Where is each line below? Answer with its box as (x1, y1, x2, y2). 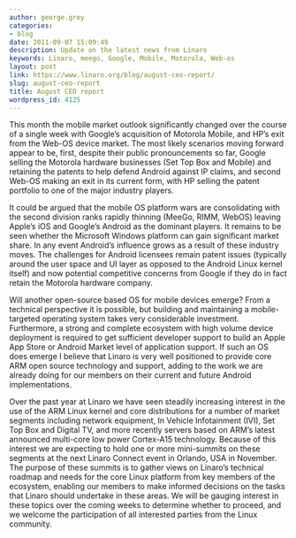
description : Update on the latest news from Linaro (9, 46, 208, 55)
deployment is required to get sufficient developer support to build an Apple (9, 333, 285, 343)
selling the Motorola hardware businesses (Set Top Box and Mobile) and (9, 157, 271, 168)
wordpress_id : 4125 (9, 95, 81, 104)
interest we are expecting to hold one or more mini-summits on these (9, 443, 261, 454)
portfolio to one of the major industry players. (9, 185, 174, 196)
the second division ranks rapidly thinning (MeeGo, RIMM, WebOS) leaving (9, 211, 281, 222)
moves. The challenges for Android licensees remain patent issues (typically (9, 250, 287, 260)
